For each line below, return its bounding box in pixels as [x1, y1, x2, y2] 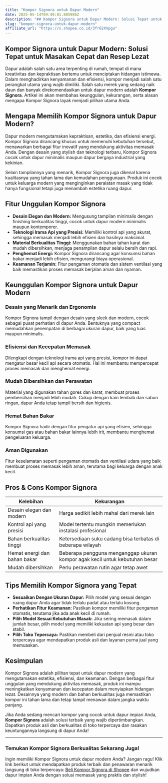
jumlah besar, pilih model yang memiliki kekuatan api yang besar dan [12, 621, 154, 627]
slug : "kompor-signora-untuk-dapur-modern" [5, 21, 97, 27]
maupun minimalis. [5, 331, 44, 337]
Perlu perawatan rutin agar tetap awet [59, 564, 148, 571]
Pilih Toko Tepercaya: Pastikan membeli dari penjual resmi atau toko [12, 631, 154, 638]
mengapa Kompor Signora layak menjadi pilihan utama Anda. [5, 97, 131, 103]
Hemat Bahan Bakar [5, 412, 54, 419]
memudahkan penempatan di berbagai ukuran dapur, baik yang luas [5, 326, 146, 332]
